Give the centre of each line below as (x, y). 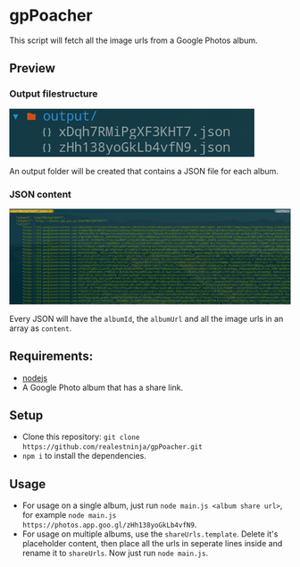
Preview (33, 68)
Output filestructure (54, 94)
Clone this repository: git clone (81, 437)
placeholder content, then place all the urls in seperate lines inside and (152, 544)
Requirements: (51, 356)
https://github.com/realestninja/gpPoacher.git (112, 447)
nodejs (34, 377)
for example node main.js (69, 515)
